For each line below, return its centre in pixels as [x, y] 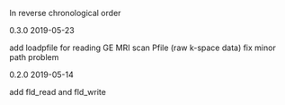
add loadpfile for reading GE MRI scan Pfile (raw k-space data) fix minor [142, 48]
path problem [34, 57]
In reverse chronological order [65, 13]
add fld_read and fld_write [58, 92]
